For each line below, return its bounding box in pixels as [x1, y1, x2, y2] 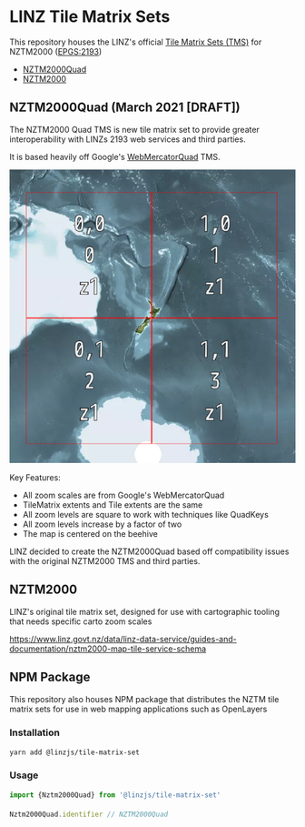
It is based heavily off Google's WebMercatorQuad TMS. [9, 151, 221, 162]
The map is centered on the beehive [22, 528, 159, 539]
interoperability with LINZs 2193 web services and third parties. [9, 134, 247, 145]
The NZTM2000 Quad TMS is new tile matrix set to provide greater [9, 124, 261, 135]
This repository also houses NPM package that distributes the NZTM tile [9, 693, 280, 704]
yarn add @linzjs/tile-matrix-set [9, 748, 141, 757]
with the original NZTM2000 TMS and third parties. [9, 555, 201, 566]
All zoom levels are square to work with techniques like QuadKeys [22, 509, 270, 519]
